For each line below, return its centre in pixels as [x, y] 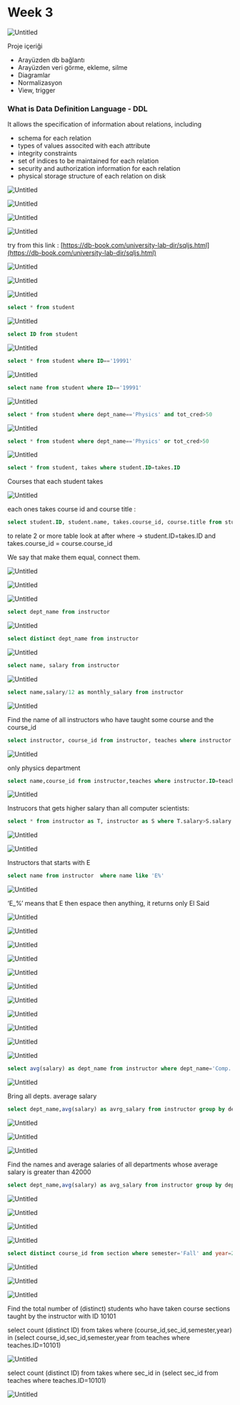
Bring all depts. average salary [52, 1096]
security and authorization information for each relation [99, 169]
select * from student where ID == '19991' [70, 361]
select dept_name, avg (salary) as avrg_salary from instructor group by [116, 1109]
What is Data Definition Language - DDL [77, 109]
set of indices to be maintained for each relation [88, 161]
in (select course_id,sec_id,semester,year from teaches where [99, 1337]
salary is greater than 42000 [49, 1171]
